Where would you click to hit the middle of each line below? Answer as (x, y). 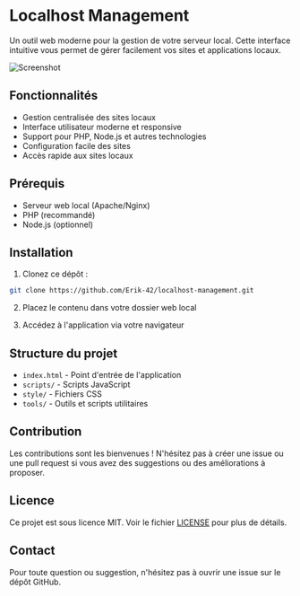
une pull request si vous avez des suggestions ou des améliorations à (137, 462)
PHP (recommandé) (59, 215)
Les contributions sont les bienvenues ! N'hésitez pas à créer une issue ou (146, 453)
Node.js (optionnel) (58, 224)
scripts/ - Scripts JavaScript (76, 385)
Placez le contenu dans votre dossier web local (109, 308)
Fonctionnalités (54, 96)
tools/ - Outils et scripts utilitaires (85, 404)
